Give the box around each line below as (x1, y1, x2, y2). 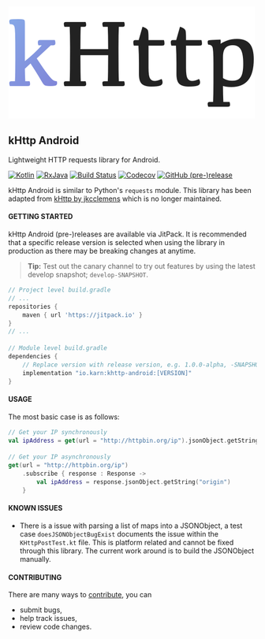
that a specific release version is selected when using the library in (8, 238, 226, 247)
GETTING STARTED (8, 212, 73, 221)
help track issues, (19, 614, 77, 623)
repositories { (8, 303, 58, 310)
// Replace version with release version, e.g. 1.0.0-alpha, (22, 361, 227, 369)
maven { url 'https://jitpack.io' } (22, 310, 144, 319)
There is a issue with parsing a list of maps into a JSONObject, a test (19, 521, 243, 530)
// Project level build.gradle (8, 286, 111, 294)
